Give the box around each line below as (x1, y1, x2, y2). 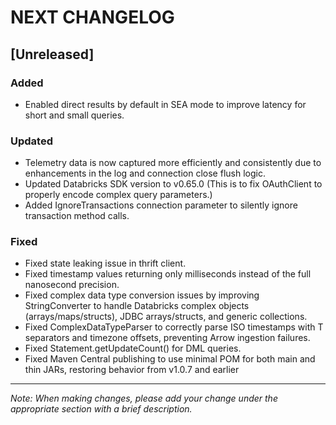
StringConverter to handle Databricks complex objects (24, 300, 250, 312)
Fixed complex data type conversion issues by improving (24, 289, 260, 301)
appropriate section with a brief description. (10, 403, 193, 415)
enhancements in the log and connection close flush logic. (24, 167, 266, 180)
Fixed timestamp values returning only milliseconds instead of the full (24, 268, 312, 280)
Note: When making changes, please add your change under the (10, 392, 278, 405)
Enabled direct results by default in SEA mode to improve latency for (24, 98, 307, 110)
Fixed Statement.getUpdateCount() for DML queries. (24, 342, 242, 355)
